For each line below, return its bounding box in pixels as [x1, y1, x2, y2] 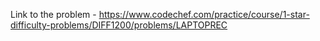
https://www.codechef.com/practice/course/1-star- [98, 9, 310, 20]
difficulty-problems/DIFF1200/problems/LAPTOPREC [10, 19, 228, 31]
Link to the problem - [10, 9, 97, 20]
